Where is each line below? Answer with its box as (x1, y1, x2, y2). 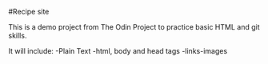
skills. (8, 31, 27, 40)
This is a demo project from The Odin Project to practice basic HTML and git (8, 22, 260, 31)
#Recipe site (8, 7, 50, 16)
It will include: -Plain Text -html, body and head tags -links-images (8, 46, 228, 55)
